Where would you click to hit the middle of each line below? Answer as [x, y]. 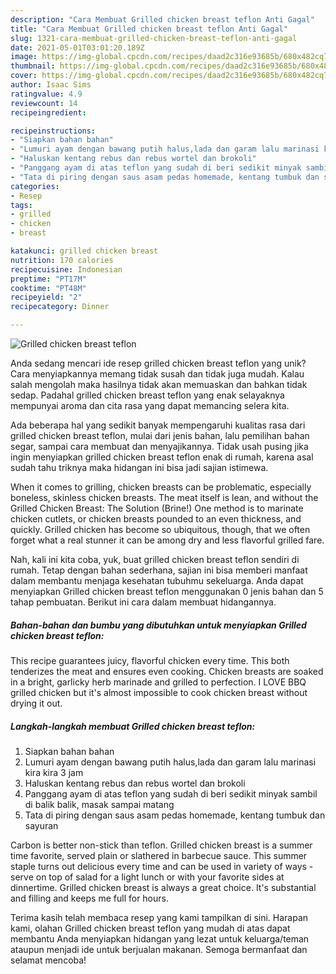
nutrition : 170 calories [62, 260]
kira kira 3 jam [54, 772]
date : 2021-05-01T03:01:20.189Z [77, 47]
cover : [24, 76]
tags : [21, 205]
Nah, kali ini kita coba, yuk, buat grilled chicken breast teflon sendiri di [155, 559]
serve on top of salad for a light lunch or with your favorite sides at [147, 877]
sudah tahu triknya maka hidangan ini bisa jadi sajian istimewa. [139, 467]
